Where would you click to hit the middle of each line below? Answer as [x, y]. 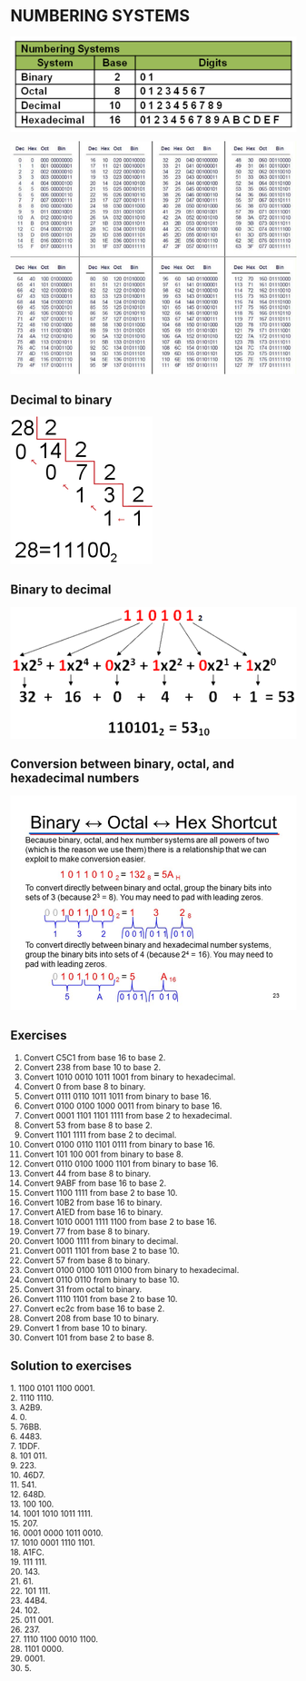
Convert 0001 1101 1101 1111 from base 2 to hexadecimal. [128, 1115]
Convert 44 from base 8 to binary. [87, 1173]
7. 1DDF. [25, 1446]
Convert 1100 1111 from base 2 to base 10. [100, 1192]
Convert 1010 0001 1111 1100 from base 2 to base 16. [120, 1221]
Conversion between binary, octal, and [123, 764]
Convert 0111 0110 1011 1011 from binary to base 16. [117, 1096]
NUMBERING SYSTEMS [100, 16]
